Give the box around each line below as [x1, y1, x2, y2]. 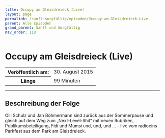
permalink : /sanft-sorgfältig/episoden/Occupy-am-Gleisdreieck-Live [5, 16, 148, 21]
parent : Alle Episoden [5, 21, 52, 26]
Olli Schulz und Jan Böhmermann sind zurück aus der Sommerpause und [5, 112, 154, 118]
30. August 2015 [54, 69, 93, 75]
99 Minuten [54, 77, 81, 84]
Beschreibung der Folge [5, 99, 80, 108]
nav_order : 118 [5, 30, 36, 35]
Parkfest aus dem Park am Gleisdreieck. [5, 128, 86, 134]
